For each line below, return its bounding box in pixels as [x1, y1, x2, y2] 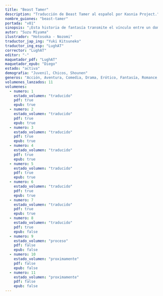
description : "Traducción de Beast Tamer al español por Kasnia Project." [5, 12, 160, 17]
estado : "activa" [5, 66, 40, 71]
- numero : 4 [9, 143, 34, 148]
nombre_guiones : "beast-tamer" [5, 16, 68, 21]
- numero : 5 [9, 161, 34, 166]
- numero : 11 [9, 270, 36, 275]
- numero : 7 [9, 197, 34, 202]
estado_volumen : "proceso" [14, 238, 68, 243]
